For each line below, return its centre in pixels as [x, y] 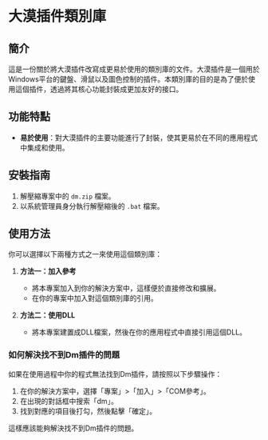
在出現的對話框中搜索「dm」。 [69, 401]
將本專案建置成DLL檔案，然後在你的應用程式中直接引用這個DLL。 [139, 332]
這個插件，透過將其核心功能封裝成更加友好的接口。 [99, 89]
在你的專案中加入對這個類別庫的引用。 [95, 298]
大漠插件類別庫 [57, 16]
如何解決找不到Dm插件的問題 [64, 355]
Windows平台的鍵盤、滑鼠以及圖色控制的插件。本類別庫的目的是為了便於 [128, 79]
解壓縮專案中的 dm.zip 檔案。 [67, 196]
